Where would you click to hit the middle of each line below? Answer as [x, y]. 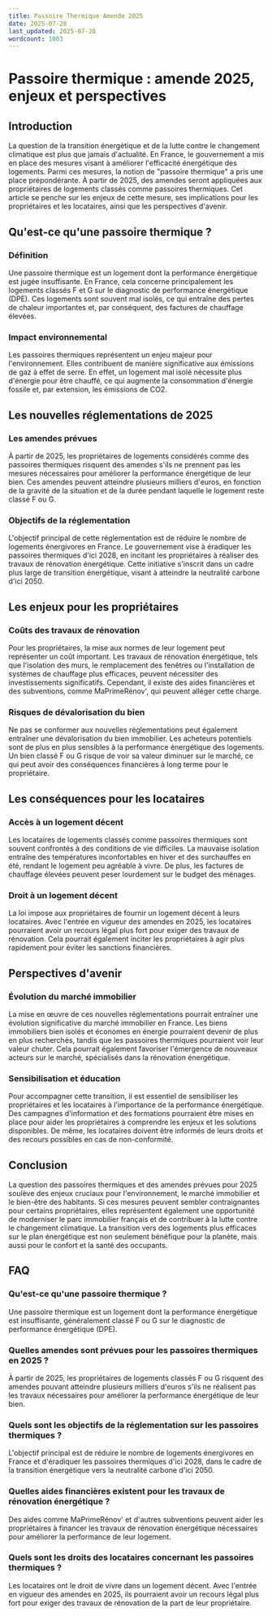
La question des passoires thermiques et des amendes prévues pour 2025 [133, 1185]
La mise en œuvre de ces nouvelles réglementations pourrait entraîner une [133, 1014]
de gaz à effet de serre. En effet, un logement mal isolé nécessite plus [125, 372]
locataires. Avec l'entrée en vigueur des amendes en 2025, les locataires [130, 922]
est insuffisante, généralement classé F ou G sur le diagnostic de [117, 1320]
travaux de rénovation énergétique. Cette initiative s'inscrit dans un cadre [131, 564]
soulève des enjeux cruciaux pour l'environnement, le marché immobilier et [134, 1193]
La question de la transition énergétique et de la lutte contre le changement [134, 146]
